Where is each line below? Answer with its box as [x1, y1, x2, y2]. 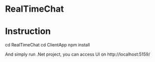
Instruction [5, 26, 51, 37]
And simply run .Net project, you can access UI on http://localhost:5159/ [5, 51, 151, 57]
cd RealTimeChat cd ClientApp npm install [5, 42, 90, 48]
